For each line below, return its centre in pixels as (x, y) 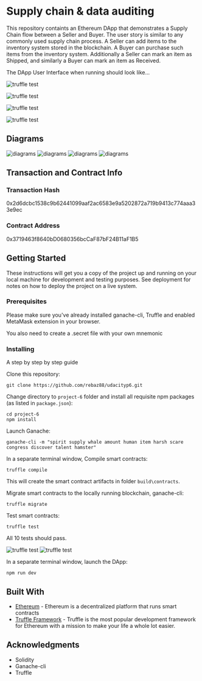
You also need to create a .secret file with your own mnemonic (85, 333)
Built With (25, 592)
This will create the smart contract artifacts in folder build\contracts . (93, 481)
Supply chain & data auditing (80, 11)
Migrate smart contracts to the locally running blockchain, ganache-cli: (95, 493)
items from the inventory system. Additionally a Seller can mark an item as (99, 54)
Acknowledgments (43, 645)
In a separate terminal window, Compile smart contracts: (77, 459)
